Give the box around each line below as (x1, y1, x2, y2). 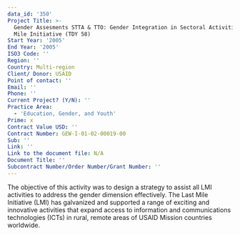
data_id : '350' (7, 10, 53, 18)
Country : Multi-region (7, 64, 75, 71)
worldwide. (7, 221, 41, 229)
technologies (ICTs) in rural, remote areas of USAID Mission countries (7, 213, 212, 221)
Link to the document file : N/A (7, 150, 104, 157)
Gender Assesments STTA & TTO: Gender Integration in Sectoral (14, 24, 206, 31)
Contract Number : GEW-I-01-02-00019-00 (7, 130, 126, 137)
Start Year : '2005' (7, 37, 66, 44)
